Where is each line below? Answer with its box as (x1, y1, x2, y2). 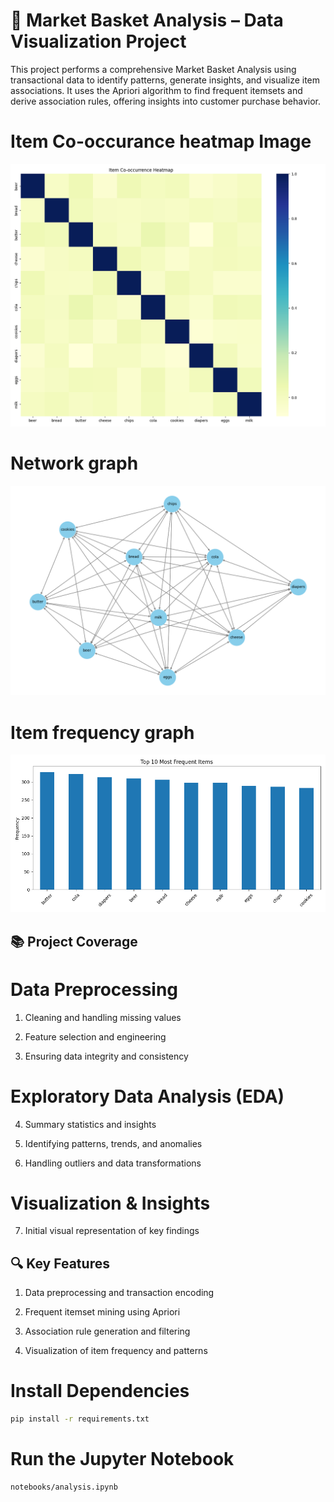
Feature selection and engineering (24, 1030, 167, 1043)
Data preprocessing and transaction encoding (24, 1287, 215, 1299)
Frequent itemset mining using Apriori (24, 1306, 181, 1318)
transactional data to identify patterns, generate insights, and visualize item (10, 74, 321, 86)
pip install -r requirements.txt (10, 1414, 150, 1424)
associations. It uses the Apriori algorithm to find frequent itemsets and (10, 84, 303, 96)
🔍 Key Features (10, 1255, 110, 1272)
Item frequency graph (10, 721, 195, 744)
